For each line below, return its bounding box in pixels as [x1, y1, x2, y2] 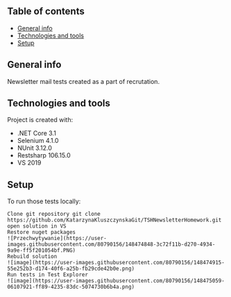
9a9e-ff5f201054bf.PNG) [7, 247, 76, 254]
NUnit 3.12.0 [17, 144, 52, 152]
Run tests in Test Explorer [7, 271, 89, 278]
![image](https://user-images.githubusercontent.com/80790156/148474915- [7, 260, 225, 266]
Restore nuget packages [7, 229, 76, 236]
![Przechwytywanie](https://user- [7, 235, 108, 242]
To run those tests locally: [7, 197, 81, 205]
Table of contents [7, 6, 85, 17]
